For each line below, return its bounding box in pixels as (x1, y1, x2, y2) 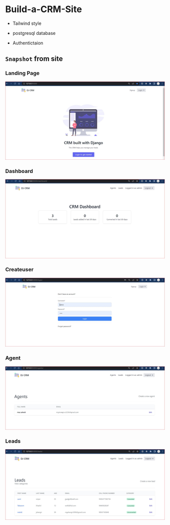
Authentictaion (12, 39, 44, 46)
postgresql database (12, 30, 56, 36)
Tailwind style (12, 20, 41, 26)
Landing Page (5, 70, 40, 77)
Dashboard (5, 167, 33, 174)
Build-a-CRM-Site (5, 4, 82, 15)
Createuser (5, 266, 34, 273)
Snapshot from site (5, 55, 63, 63)
